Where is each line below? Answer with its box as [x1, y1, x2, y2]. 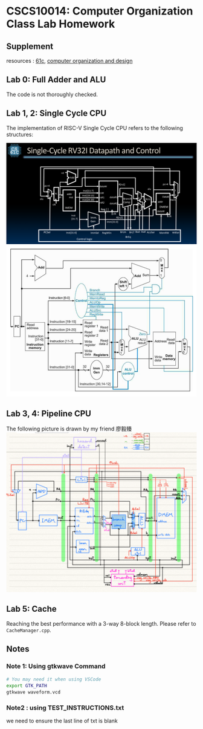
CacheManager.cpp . [6, 626, 51, 633]
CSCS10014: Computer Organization [6, 4, 193, 18]
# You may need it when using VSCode [6, 676, 101, 682]
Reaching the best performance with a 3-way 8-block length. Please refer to [6, 620, 196, 627]
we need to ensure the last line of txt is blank [6, 718, 118, 725]
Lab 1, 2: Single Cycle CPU [6, 108, 107, 118]
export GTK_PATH [6, 683, 47, 689]
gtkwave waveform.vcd [6, 689, 61, 695]
